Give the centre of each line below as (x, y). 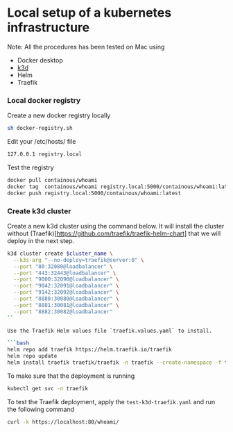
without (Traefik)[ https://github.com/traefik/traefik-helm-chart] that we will (114, 233)
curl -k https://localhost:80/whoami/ (63, 422)
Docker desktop (40, 60)
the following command (41, 409)
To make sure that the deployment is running (71, 376)
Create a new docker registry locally (59, 115)
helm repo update (32, 356)
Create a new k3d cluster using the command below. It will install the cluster (116, 226)
